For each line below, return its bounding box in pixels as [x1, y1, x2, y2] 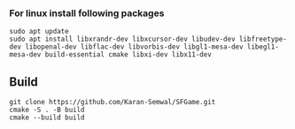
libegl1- [246, 42, 279, 51]
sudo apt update [9, 27, 69, 36]
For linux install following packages [9, 7, 165, 19]
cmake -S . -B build [9, 105, 86, 115]
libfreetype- [238, 34, 288, 44]
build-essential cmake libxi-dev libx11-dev [44, 50, 213, 59]
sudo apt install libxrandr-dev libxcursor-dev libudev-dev [9, 34, 237, 44]
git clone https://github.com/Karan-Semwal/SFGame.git [9, 98, 216, 107]
